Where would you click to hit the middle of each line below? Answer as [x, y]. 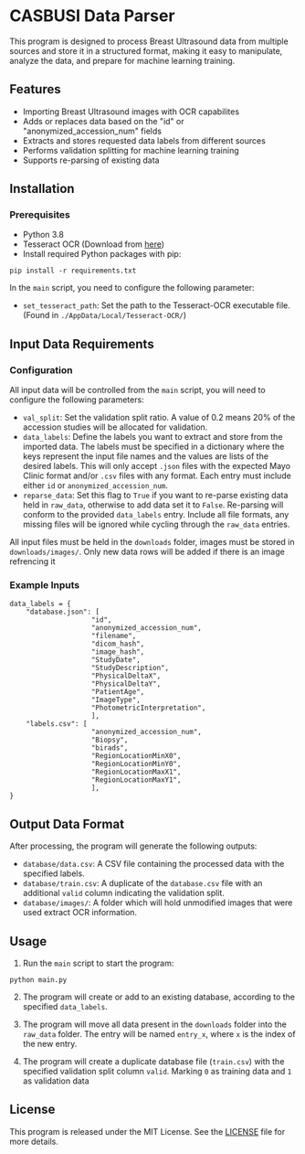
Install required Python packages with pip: [102, 254]
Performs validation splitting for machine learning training [131, 150]
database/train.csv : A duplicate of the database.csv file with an [142, 883]
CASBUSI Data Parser [92, 16]
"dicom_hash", [118, 644]
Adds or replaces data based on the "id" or [103, 121]
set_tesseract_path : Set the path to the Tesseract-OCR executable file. [156, 305]
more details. [34, 1141]
